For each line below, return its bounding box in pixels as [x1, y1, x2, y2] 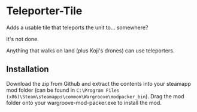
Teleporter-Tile [6, 4, 83, 18]
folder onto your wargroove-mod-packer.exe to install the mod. [6, 99, 162, 106]
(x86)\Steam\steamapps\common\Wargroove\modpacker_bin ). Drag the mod [6, 92, 184, 99]
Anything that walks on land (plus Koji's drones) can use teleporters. [6, 46, 175, 54]
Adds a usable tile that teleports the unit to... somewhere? [6, 24, 148, 31]
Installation [6, 64, 49, 74]
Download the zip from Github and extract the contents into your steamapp [6, 80, 192, 87]
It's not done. [6, 35, 39, 42]
